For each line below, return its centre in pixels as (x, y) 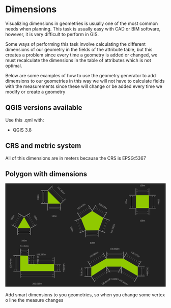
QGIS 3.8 (22, 130)
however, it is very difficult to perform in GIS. (52, 34)
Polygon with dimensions (46, 174)
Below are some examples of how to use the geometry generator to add (81, 75)
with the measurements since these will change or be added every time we (84, 86)
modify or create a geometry (35, 91)
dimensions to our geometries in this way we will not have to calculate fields (85, 81)
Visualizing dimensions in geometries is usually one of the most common (82, 23)
